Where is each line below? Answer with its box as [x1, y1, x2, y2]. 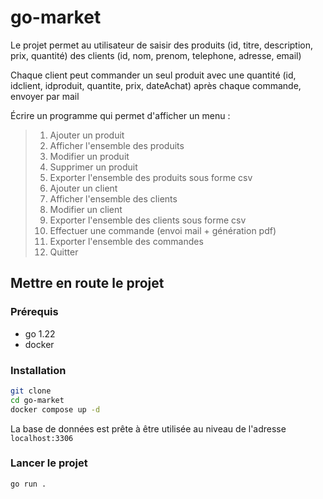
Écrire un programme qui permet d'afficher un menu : [10, 109, 231, 121]
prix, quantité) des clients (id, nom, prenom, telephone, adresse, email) [10, 49, 302, 61]
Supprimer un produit [49, 161, 138, 173]
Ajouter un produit [49, 129, 125, 141]
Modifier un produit [49, 150, 130, 162]
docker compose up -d [10, 404, 101, 415]
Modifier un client [49, 203, 123, 215]
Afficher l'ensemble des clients [49, 192, 178, 205]
